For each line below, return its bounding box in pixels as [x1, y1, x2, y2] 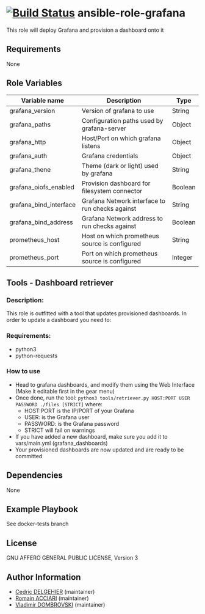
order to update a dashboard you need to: [6, 316, 112, 324]
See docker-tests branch [6, 520, 69, 528]
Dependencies [6, 470, 63, 481]
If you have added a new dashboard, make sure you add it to [15, 433, 168, 440]
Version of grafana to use [81, 106, 154, 115]
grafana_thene [9, 165, 51, 174]
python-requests [15, 352, 58, 359]
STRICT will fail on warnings [24, 426, 95, 434]
